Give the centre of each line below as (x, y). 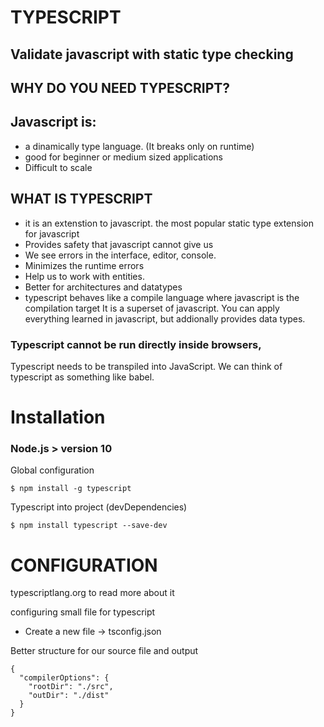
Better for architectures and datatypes (103, 287)
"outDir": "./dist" (69, 696)
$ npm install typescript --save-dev (89, 526)
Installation (58, 417)
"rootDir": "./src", (71, 687)
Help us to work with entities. (84, 276)
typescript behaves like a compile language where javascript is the (162, 297)
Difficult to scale (58, 167)
